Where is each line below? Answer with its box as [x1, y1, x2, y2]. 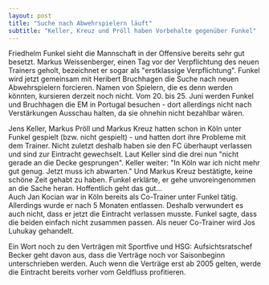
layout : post [8, 11, 52, 20]
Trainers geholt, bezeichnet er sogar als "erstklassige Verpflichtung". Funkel [8, 66, 260, 75]
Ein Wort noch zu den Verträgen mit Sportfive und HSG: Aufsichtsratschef [8, 242, 253, 251]
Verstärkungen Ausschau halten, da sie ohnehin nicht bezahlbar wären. [8, 108, 245, 118]
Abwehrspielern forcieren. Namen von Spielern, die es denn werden [8, 83, 233, 92]
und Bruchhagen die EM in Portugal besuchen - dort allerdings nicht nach [8, 100, 252, 109]
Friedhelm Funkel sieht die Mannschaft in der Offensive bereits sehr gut [8, 49, 245, 59]
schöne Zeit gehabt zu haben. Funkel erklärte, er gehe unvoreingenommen [8, 175, 256, 185]
